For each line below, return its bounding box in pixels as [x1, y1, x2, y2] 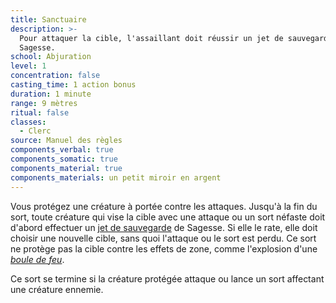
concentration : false [10, 71, 101, 81]
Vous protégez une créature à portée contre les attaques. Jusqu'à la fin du [10, 200, 318, 212]
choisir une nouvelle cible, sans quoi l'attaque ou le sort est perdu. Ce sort [10, 232, 317, 244]
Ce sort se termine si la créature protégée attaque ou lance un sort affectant [10, 272, 325, 285]
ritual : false [10, 107, 70, 118]
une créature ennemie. [10, 283, 104, 295]
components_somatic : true [10, 154, 118, 164]
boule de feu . [10, 253, 65, 265]
